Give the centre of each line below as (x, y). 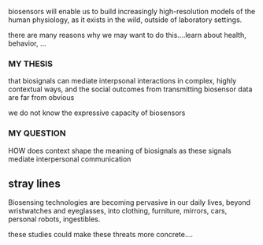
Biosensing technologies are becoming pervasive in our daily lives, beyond (129, 202)
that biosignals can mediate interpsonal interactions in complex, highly (122, 81)
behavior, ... (27, 43)
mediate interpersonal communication (70, 159)
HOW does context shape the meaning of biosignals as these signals (120, 150)
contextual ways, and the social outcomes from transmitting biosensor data (130, 89)
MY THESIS (31, 64)
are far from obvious (41, 98)
